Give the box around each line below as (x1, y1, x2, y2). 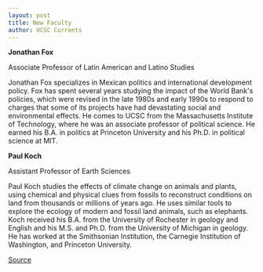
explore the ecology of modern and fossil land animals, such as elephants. (8, 207, 249, 216)
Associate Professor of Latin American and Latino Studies (8, 63, 195, 72)
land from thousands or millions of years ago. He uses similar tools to (8, 198, 232, 208)
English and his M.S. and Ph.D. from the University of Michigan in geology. (8, 223, 249, 233)
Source (8, 256, 31, 265)
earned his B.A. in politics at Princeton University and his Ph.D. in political (8, 128, 246, 137)
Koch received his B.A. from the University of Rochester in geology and (8, 215, 239, 224)
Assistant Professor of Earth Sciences (8, 166, 131, 176)
